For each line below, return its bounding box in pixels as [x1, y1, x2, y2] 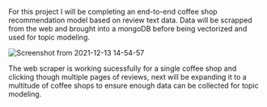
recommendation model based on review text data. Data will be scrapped [8, 15, 252, 25]
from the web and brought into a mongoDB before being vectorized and [8, 24, 248, 33]
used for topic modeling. [8, 32, 91, 42]
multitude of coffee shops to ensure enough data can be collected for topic [8, 80, 259, 90]
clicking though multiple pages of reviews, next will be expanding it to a [8, 72, 247, 81]
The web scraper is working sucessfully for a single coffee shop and [8, 64, 237, 73]
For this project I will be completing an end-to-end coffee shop [8, 7, 218, 16]
